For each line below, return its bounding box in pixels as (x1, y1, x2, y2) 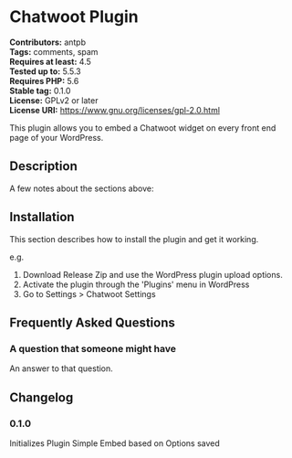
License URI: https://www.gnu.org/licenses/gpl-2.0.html (9, 104, 221, 115)
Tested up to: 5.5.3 (9, 66, 81, 77)
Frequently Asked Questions (9, 314, 176, 330)
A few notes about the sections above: (9, 183, 154, 194)
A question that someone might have (9, 342, 176, 355)
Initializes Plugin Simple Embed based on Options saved (9, 437, 221, 449)
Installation (9, 209, 75, 225)
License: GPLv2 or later (9, 94, 99, 106)
